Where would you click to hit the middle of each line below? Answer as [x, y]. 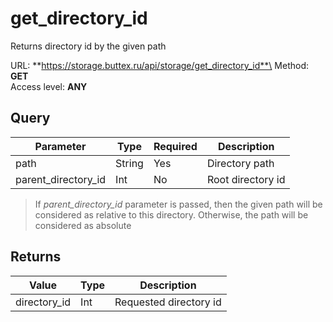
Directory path [240, 163]
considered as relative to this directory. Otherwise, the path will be [171, 214]
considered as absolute [83, 225]
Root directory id [246, 179]
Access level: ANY [49, 86]
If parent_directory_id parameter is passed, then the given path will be [178, 204]
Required [175, 146]
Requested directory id [168, 302]
